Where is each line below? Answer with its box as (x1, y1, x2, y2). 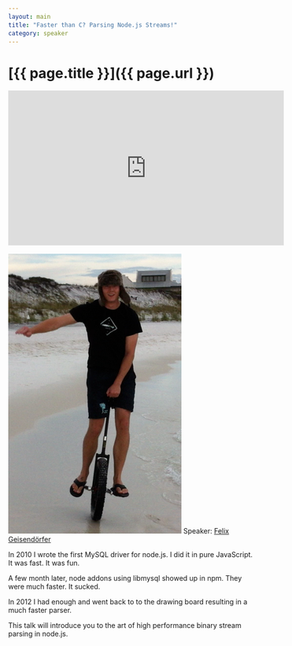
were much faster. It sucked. (8, 582, 101, 592)
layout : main (8, 13, 51, 20)
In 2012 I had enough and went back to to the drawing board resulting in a (8, 597, 248, 607)
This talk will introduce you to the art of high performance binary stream (8, 621, 242, 630)
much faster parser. (8, 606, 72, 615)
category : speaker (8, 29, 68, 37)
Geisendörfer (8, 535, 51, 544)
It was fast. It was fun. (8, 559, 80, 568)
